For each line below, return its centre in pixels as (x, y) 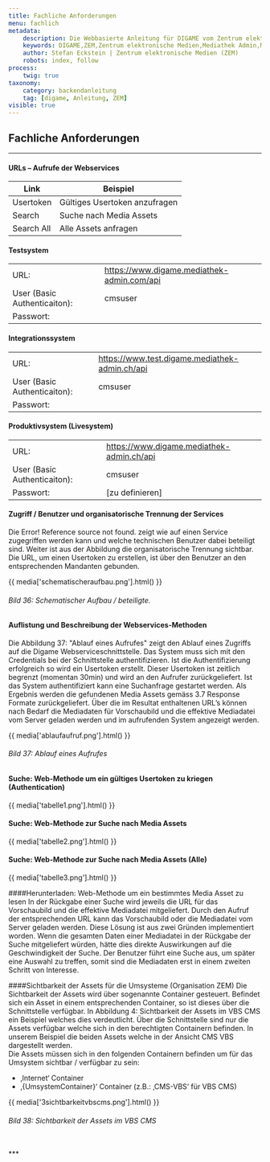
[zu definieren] (134, 493)
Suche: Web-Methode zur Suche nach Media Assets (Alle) (108, 860)
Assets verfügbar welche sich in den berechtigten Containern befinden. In (131, 1028)
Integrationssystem (42, 338)
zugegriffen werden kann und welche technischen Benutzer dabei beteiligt (132, 540)
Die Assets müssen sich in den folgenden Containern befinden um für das (131, 1054)
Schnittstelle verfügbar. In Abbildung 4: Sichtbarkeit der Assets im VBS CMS (135, 1011)
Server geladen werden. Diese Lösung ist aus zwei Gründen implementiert (131, 927)
